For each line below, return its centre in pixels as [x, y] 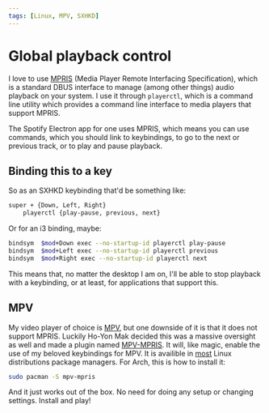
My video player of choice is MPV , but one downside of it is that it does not [133, 327]
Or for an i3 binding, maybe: [55, 228]
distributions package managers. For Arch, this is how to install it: [117, 362]
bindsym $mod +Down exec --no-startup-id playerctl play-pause [117, 244]
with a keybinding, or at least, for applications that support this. [113, 282]
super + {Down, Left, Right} [57, 206]
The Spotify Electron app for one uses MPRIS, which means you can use [129, 128]
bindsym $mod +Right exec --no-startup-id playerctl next [108, 258]
